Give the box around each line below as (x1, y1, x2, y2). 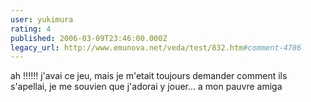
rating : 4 (10, 24, 52, 34)
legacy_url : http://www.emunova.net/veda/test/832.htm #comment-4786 (10, 42, 302, 53)
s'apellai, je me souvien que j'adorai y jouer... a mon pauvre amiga (10, 81, 283, 93)
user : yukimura (10, 14, 74, 25)
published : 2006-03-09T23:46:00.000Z (10, 33, 168, 43)
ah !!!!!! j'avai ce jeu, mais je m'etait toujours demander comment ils (10, 70, 288, 82)
